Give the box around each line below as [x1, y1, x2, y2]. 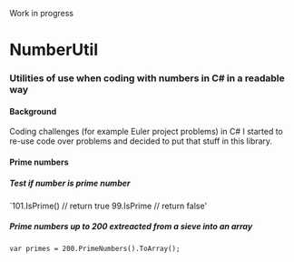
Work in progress [9, 8, 74, 18]
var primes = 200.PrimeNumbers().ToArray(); [9, 244, 181, 253]
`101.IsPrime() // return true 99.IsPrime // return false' [9, 200, 208, 211]
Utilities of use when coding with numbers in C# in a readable [9, 72, 285, 85]
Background [9, 106, 57, 116]
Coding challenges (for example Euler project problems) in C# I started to [9, 126, 283, 137]
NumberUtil [9, 40, 98, 60]
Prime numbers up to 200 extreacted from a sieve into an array [9, 221, 253, 232]
